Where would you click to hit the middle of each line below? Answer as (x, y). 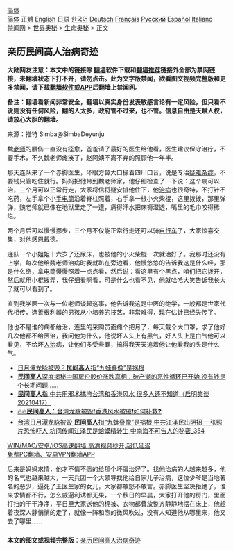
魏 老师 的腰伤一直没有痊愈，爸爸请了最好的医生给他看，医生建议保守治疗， (113, 149)
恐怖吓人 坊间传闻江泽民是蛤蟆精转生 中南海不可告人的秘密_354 (114, 430)
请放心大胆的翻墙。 (35, 119)
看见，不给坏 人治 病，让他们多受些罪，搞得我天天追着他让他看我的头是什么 (113, 344)
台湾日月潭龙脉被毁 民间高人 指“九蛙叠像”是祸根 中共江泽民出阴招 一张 (116, 422)
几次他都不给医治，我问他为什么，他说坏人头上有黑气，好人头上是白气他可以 (116, 336)
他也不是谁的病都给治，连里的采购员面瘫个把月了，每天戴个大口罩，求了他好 (116, 327)
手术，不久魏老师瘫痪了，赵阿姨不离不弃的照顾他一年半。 (95, 157)
